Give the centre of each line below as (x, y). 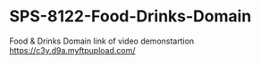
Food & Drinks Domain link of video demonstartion (102, 41)
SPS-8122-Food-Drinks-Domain (130, 16)
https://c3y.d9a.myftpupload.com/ (72, 50)
